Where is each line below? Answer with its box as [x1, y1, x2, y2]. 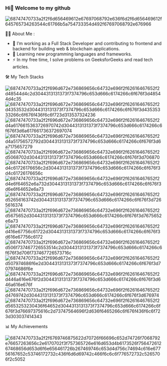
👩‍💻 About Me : [5, 31, 35, 37]
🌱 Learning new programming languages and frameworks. [12, 51, 132, 57]
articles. [12, 64, 29, 70]
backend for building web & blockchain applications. [12, 46, 120, 52]
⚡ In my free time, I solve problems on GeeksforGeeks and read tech [12, 57, 153, 63]
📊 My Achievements [5, 324, 48, 330]
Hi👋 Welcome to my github [5, 4, 71, 11]
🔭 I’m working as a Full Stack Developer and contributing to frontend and [12, 40, 162, 46]
